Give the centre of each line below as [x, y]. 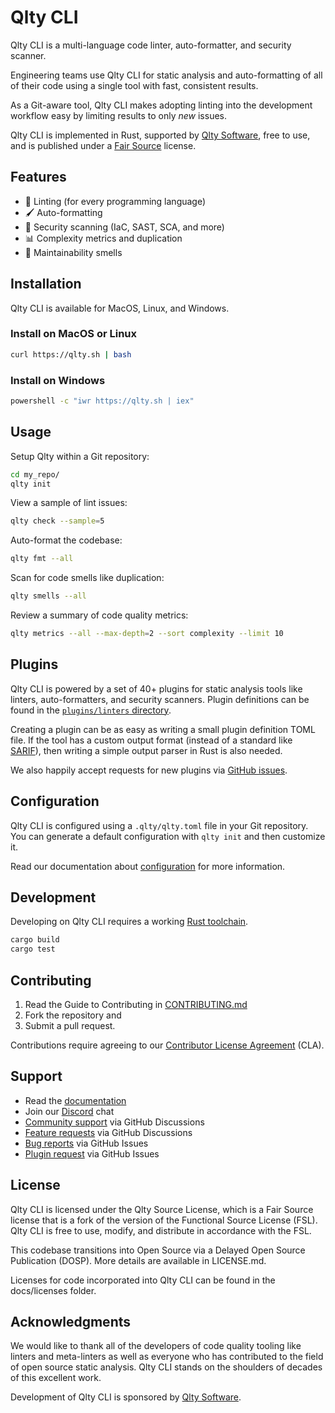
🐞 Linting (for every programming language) [115, 201]
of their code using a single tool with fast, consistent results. [134, 85]
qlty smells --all [48, 596]
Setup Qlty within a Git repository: [80, 456]
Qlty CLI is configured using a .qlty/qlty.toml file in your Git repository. [159, 825]
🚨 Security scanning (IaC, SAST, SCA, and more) [124, 227]
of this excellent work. [56, 1378]
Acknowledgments [71, 1321]
